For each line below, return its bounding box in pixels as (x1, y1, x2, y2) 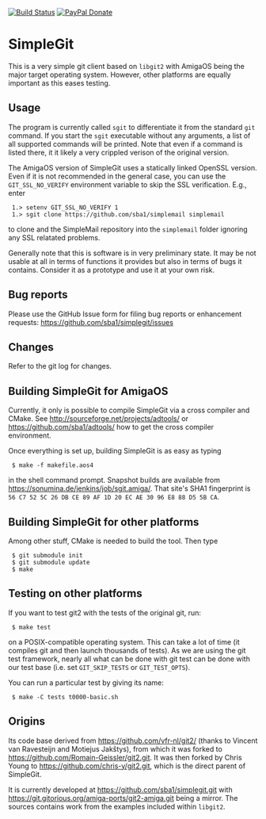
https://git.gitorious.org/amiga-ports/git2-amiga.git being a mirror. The (8, 793, 238, 802)
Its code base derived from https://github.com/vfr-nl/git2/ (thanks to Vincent (8, 736, 258, 745)
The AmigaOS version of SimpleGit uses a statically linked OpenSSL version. (8, 163, 257, 172)
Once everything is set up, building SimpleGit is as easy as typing (8, 446, 222, 456)
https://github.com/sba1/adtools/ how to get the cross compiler (8, 423, 215, 432)
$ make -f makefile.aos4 (11, 461, 93, 469)
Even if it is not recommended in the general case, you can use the (8, 171, 226, 181)
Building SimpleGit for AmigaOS (8, 385, 169, 398)
